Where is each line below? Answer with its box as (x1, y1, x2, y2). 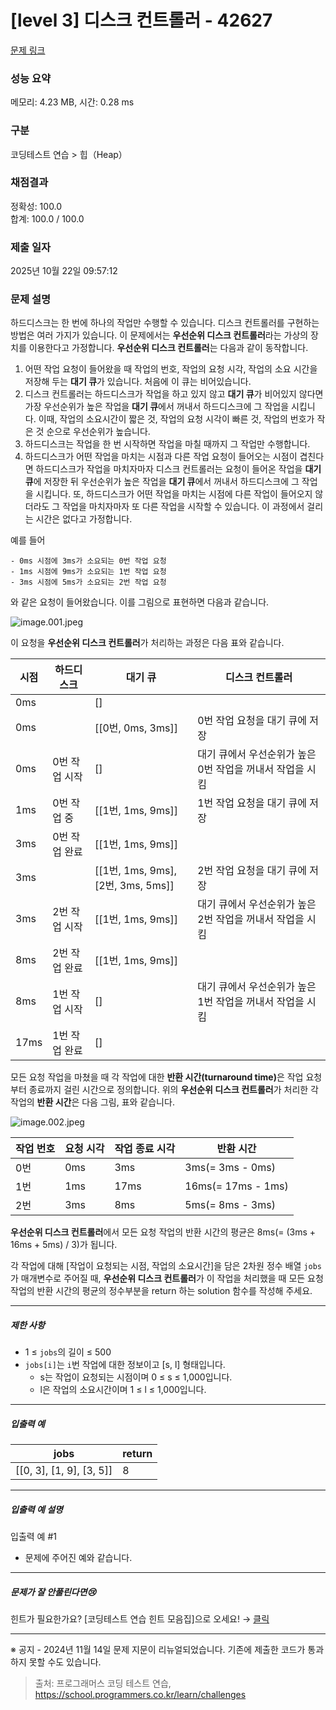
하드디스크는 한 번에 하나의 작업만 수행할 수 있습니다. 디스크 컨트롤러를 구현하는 (10, 317, 320, 329)
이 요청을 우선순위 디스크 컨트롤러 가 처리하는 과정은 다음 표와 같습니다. (10, 637, 285, 649)
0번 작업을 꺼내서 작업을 (197, 762, 305, 776)
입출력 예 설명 (10, 1503, 63, 1515)
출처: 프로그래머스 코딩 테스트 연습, (34, 1677, 172, 1690)
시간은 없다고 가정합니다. (35, 513, 133, 525)
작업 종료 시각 (114, 1142, 176, 1156)
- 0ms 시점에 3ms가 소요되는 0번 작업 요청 (10, 556, 167, 566)
